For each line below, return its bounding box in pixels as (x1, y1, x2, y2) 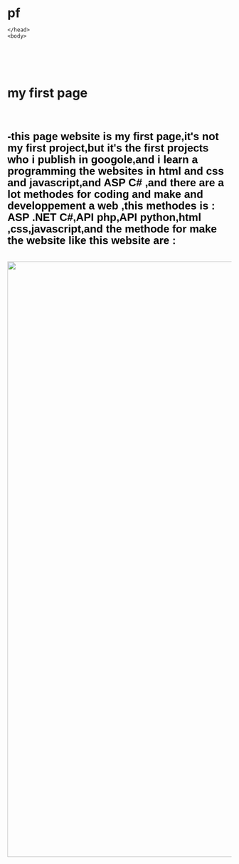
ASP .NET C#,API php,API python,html (7, 210, 201, 223)
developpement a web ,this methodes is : (7, 199, 216, 212)
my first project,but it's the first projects (7, 141, 209, 154)
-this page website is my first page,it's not (7, 129, 219, 143)
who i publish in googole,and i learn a (7, 153, 198, 166)
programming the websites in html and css (7, 164, 224, 177)
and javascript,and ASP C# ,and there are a (7, 176, 224, 189)
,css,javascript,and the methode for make (7, 222, 217, 235)
